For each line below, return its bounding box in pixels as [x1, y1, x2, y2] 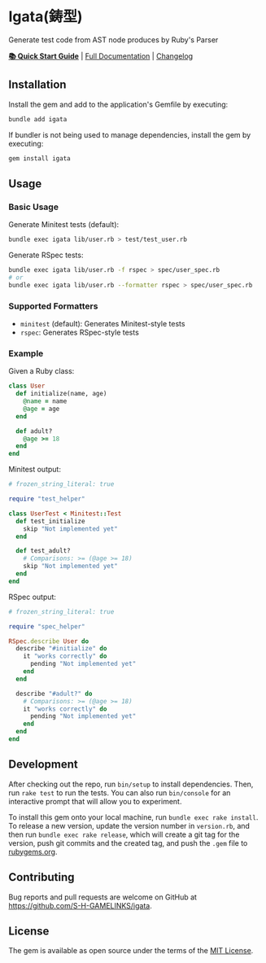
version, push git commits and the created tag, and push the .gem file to [8, 838, 248, 847]
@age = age [23, 405, 60, 413]
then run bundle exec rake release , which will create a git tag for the [8, 829, 240, 839]
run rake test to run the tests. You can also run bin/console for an [8, 787, 231, 798]
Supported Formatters [8, 300, 98, 312]
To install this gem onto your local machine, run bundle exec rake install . [8, 812, 259, 822]
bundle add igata [8, 115, 68, 123]
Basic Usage [8, 201, 59, 212]
